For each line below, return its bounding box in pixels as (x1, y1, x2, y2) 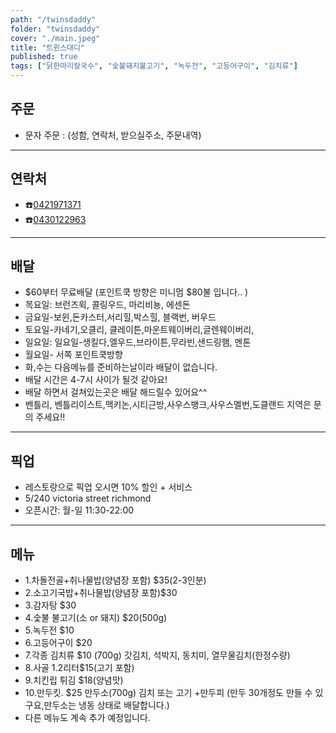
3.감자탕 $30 (24, 599, 77, 611)
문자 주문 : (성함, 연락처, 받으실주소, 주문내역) (24, 129, 202, 141)
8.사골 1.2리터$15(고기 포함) (24, 662, 135, 674)
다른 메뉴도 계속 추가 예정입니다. (24, 712, 151, 724)
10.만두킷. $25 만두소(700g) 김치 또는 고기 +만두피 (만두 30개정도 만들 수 (24, 687, 313, 699)
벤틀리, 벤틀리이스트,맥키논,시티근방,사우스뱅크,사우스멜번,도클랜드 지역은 (24, 399, 312, 411)
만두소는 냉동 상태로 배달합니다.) (43, 699, 170, 711)
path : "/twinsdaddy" (10, 14, 97, 25)
